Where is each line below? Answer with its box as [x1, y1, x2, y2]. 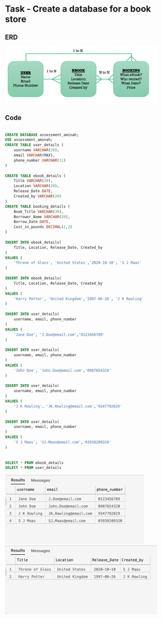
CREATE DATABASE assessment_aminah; [5, 132, 79, 137]
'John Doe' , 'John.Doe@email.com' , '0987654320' [14, 368, 111, 373]
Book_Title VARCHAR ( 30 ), [14, 209, 64, 214]
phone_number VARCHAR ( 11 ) [14, 158, 66, 163]
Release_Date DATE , [14, 189, 53, 194]
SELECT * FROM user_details [5, 465, 62, 470]
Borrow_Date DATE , [14, 220, 51, 224]
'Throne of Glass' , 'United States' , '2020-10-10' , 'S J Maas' [14, 260, 142, 265]
